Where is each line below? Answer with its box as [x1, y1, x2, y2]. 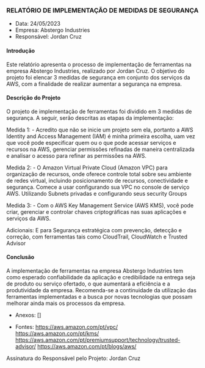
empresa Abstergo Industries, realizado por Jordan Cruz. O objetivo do [6, 67, 185, 75]
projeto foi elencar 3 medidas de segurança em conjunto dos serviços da [6, 73, 190, 81]
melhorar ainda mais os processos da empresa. [6, 300, 126, 307]
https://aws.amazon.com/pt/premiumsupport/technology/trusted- [15, 336, 181, 344]
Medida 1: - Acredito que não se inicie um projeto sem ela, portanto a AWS [6, 126, 193, 133]
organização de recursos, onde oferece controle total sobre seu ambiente [6, 170, 192, 177]
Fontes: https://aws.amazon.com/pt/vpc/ [15, 323, 118, 330]
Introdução [6, 46, 35, 54]
